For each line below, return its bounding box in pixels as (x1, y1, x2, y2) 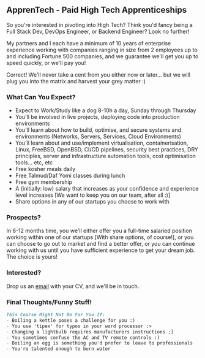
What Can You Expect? (6, 93, 76, 101)
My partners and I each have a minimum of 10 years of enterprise (6, 39, 171, 47)
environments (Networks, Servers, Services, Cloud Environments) (15, 133, 182, 140)
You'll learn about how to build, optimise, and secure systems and (15, 126, 182, 134)
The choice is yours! (6, 253, 58, 261)
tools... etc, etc (15, 159, 53, 166)
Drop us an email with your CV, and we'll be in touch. (6, 282, 140, 290)
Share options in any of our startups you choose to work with (15, 198, 170, 205)
